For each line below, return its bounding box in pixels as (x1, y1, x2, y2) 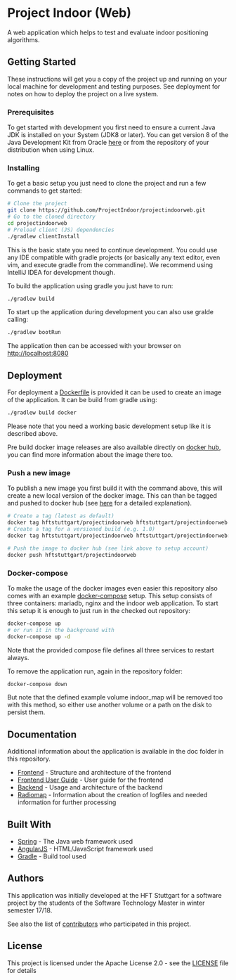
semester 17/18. (7, 905, 53, 915)
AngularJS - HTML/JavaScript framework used (17, 845, 153, 853)
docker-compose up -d (7, 633, 71, 640)
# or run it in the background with (7, 626, 114, 633)
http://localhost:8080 (7, 349, 69, 358)
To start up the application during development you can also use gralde (7, 308, 214, 316)
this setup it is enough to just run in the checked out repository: (7, 606, 191, 614)
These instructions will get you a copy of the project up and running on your (7, 75, 227, 83)
